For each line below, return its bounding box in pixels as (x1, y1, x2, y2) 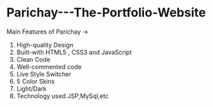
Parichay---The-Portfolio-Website (6, 5, 206, 21)
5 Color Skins (16, 77, 55, 85)
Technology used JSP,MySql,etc (16, 91, 109, 100)
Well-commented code (16, 62, 82, 71)
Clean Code (16, 55, 51, 63)
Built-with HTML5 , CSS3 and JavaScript (16, 48, 132, 56)
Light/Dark (16, 84, 47, 93)
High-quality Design (16, 40, 74, 49)
